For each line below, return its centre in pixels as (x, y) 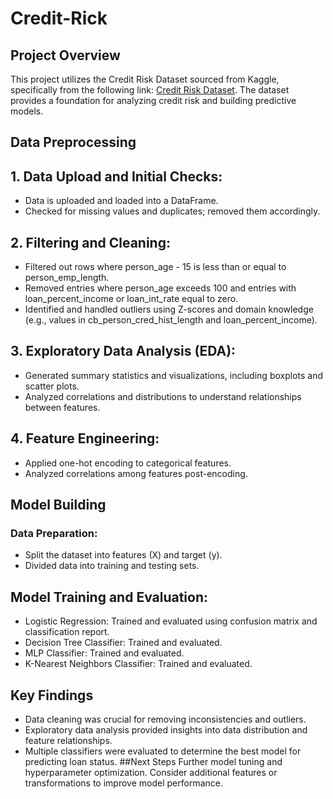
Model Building (58, 505)
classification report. (67, 632)
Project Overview (65, 55)
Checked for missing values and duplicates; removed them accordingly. (172, 211)
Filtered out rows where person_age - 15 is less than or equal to (155, 267)
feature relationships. (68, 740)
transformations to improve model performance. (123, 783)
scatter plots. (52, 386)
